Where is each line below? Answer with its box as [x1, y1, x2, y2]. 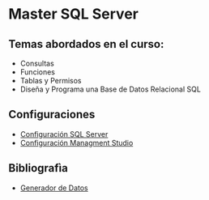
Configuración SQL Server [19, 129, 109, 138]
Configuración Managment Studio [19, 138, 134, 147]
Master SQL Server [8, 5, 139, 23]
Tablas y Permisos [19, 76, 82, 85]
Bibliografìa [8, 161, 69, 175]
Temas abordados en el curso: [8, 37, 164, 51]
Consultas [19, 58, 54, 68]
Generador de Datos [19, 183, 89, 193]
